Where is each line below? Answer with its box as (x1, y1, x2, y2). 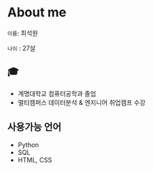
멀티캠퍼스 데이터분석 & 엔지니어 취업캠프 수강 (17, 98, 146, 107)
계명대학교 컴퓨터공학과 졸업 (17, 89, 97, 98)
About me (7, 4, 67, 21)
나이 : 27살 (7, 43, 36, 52)
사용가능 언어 (7, 121, 62, 133)
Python (17, 140, 39, 149)
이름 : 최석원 (7, 28, 38, 37)
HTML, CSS (17, 155, 52, 164)
